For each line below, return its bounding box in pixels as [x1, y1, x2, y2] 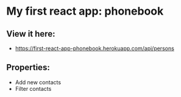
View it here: [6, 29, 55, 39]
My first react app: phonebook [6, 4, 164, 18]
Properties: [6, 62, 50, 73]
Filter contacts [15, 85, 52, 92]
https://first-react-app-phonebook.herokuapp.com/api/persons [15, 45, 175, 52]
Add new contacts [15, 78, 62, 86]
